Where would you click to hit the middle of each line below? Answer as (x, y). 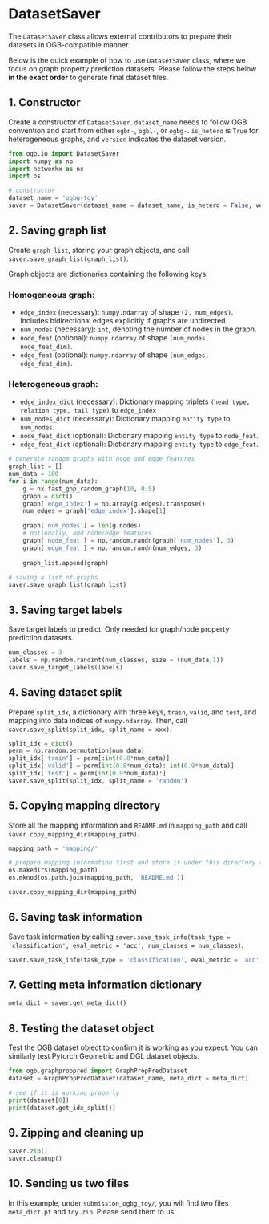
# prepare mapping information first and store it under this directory (132, 863)
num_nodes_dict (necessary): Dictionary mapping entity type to (125, 419)
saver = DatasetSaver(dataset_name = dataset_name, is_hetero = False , (130, 205)
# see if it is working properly (64, 1092)
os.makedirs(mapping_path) (53, 870)
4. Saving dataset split (65, 692)
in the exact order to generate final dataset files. (88, 77)
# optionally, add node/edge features (87, 533)
